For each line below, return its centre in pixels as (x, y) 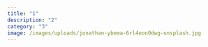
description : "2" (32, 20)
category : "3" (28, 26)
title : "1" (23, 13)
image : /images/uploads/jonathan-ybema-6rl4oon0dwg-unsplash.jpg (104, 33)
